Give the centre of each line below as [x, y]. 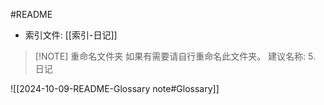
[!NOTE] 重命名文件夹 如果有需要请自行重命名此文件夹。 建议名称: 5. [175, 56]
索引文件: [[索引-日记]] [71, 35]
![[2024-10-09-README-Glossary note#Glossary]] [115, 88]
